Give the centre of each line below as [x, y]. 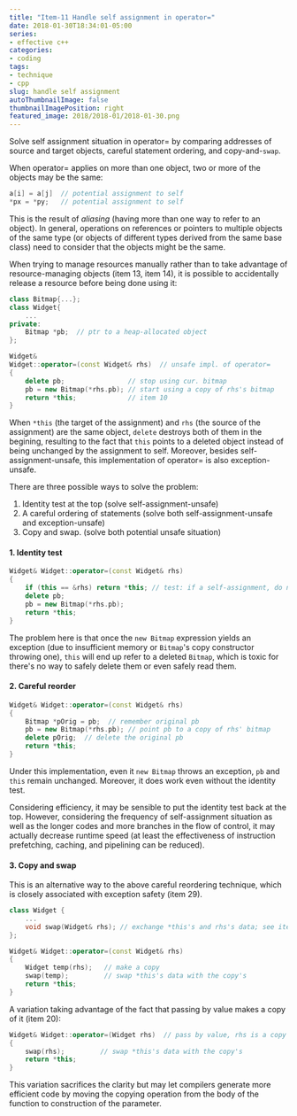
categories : [31, 50]
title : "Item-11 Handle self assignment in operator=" [112, 17]
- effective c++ [39, 42]
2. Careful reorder [43, 686]
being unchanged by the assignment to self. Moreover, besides [124, 451]
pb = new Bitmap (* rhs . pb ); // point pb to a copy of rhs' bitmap [148, 730]
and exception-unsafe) [64, 523]
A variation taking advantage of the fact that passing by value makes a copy [147, 1009]
